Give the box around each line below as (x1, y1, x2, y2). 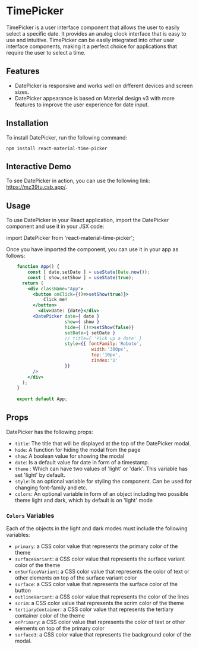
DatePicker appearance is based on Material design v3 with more (14, 94, 175, 102)
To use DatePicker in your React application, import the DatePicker (6, 217, 169, 224)
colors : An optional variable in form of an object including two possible (14, 490, 189, 497)
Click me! (43, 297, 68, 303)
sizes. (14, 88, 30, 96)
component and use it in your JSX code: (6, 223, 105, 230)
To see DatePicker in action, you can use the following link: (6, 177, 150, 185)
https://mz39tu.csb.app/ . (6, 183, 67, 191)
